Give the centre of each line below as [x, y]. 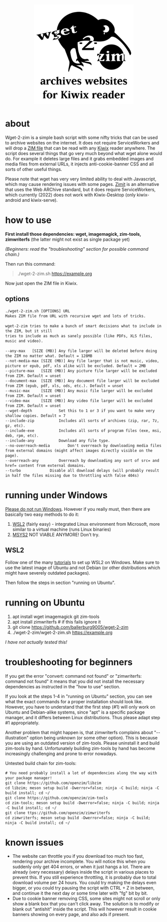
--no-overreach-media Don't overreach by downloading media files [83, 446]
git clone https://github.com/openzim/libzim [53, 783]
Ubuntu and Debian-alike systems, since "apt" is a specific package [75, 712]
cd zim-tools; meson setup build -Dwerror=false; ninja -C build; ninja [82, 803]
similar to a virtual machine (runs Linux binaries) [62, 529]
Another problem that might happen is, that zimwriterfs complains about [79, 732]
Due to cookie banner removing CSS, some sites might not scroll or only [86, 899]
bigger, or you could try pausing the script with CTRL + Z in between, [83, 888]
